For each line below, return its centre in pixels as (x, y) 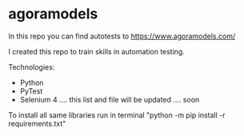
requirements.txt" (37, 123)
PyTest (31, 91)
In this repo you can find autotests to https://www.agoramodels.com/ (122, 36)
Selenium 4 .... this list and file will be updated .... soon (110, 99)
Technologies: (32, 67)
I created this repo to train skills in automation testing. (97, 51)
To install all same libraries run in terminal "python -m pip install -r (117, 115)
